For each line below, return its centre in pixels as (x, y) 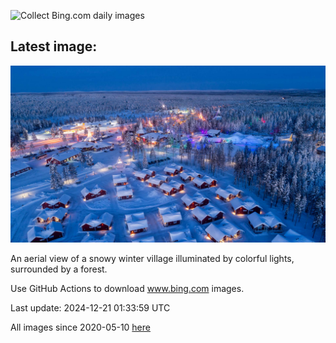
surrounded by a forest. (59, 269)
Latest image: (54, 46)
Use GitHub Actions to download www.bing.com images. (127, 289)
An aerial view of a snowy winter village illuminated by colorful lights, (152, 259)
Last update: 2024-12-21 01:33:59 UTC (90, 308)
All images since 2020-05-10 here (80, 327)
